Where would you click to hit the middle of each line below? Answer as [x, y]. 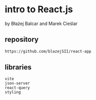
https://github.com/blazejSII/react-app [48, 51]
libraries [18, 67]
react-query [17, 88]
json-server [17, 83]
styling [13, 92]
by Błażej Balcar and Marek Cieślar [41, 23]
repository [22, 40]
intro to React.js [39, 9]
